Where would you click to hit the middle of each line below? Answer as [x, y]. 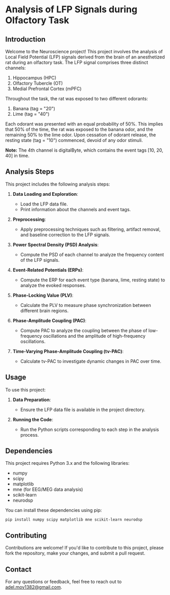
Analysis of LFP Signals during [71, 9]
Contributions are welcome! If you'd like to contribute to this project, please [84, 548]
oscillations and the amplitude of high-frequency [94, 336]
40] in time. [17, 156]
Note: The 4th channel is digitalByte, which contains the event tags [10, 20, [84, 150]
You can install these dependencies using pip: [54, 510]
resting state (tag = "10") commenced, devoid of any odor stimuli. [74, 140]
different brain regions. [44, 311]
